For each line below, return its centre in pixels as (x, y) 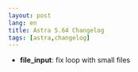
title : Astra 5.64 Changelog (56, 30)
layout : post (30, 15)
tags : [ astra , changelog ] (49, 38)
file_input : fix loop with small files (75, 60)
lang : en (23, 23)
